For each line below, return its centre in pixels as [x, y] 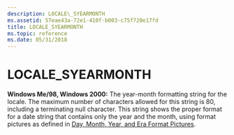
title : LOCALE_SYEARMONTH [45, 27]
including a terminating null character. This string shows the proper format [115, 109]
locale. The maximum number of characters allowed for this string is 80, [111, 102]
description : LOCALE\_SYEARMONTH [56, 14]
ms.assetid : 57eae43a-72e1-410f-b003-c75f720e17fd [83, 20]
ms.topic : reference [38, 33]
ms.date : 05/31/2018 [38, 40]
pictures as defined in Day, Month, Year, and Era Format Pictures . [102, 124]
